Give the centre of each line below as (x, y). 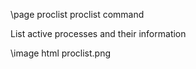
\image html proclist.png (60, 53)
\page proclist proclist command (77, 14)
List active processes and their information (98, 33)
